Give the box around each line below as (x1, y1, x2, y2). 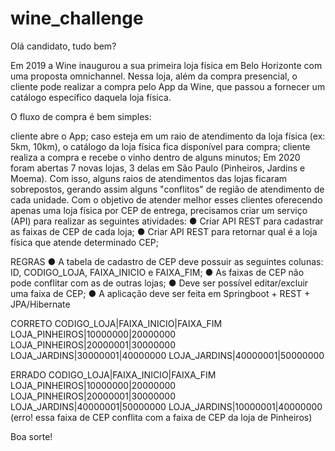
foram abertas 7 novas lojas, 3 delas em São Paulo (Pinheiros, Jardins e (10, 162, 306, 174)
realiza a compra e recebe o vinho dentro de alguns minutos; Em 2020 (10, 151, 301, 163)
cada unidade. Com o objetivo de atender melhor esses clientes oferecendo (10, 193, 323, 206)
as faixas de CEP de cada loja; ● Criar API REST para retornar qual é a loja (10, 225, 318, 237)
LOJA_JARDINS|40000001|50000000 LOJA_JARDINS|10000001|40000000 (10, 400, 323, 412)
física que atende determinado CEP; (10, 236, 159, 248)
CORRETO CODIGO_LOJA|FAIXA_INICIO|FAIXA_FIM (10, 317, 223, 329)
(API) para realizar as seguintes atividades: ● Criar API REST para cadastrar (10, 215, 324, 227)
